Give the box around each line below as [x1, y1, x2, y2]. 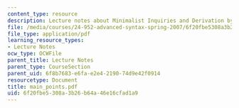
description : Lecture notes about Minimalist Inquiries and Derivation [7, 17, 224, 24]
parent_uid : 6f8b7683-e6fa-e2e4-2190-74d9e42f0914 [7, 70, 161, 77]
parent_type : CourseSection [7, 63, 91, 70]
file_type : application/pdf [7, 30, 91, 38]
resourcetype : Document [7, 76, 78, 84]
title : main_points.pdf [7, 83, 78, 90]
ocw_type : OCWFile [7, 50, 62, 58]
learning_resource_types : [7, 37, 84, 44]
